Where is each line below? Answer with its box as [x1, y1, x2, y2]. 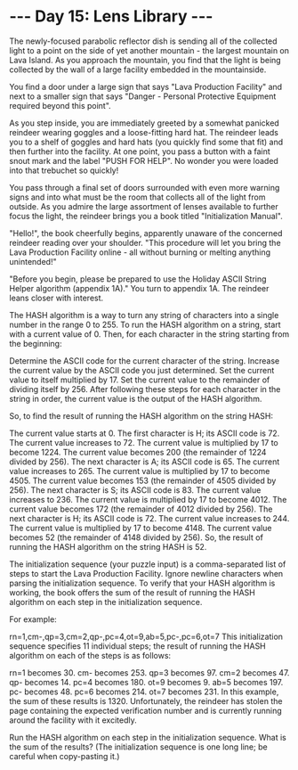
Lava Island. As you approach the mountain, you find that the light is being [9, 54, 282, 65]
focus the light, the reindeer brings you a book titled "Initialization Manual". [9, 210, 283, 221]
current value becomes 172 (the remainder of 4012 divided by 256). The [9, 504, 273, 514]
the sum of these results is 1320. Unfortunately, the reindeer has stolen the [9, 695, 283, 706]
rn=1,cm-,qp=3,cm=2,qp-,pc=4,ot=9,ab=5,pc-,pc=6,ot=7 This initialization [9, 631, 283, 642]
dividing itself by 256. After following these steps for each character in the [9, 383, 281, 394]
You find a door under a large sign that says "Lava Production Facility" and [9, 81, 283, 92]
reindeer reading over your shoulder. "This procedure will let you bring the [9, 237, 282, 248]
